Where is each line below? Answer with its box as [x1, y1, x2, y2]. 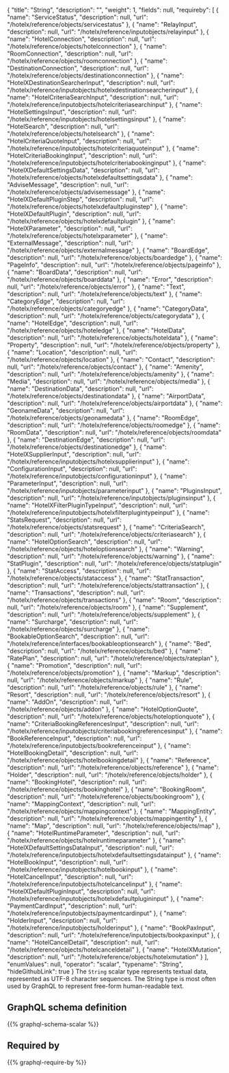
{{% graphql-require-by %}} [7, 1058, 87, 1066]
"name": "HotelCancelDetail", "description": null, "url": [7, 939, 159, 946]
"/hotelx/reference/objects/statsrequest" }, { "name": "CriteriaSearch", [7, 523, 206, 531]
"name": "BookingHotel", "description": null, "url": [7, 778, 147, 786]
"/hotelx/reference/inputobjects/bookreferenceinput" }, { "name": [7, 742, 191, 749]
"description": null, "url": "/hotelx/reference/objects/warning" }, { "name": [7, 552, 215, 560]
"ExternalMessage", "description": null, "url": [7, 239, 133, 247]
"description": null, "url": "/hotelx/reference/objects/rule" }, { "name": [7, 684, 203, 691]
